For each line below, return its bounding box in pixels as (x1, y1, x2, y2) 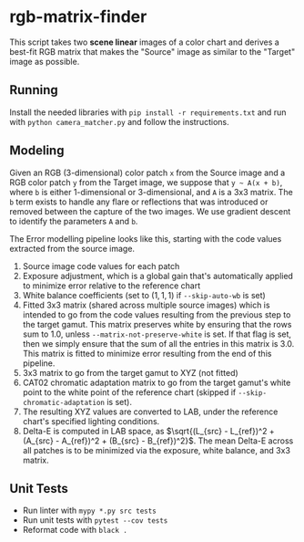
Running (9, 82, 59, 98)
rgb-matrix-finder (9, 6, 147, 27)
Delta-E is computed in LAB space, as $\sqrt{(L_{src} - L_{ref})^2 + (22, 425, 275, 436)
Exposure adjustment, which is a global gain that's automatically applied (22, 270, 294, 281)
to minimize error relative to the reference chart (22, 280, 201, 291)
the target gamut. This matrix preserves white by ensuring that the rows (22, 318, 292, 329)
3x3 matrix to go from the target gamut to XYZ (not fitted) (22, 367, 238, 378)
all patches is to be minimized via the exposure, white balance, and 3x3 (22, 444, 291, 455)
